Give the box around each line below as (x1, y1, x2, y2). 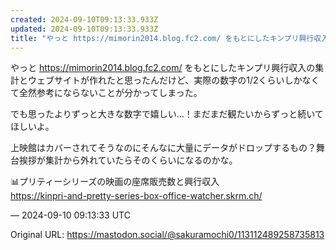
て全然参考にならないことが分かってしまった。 (10, 87, 203, 99)
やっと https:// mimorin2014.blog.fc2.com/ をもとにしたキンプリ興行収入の (10, 62, 316, 74)
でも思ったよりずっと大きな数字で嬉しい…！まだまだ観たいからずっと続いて (10, 108, 324, 120)
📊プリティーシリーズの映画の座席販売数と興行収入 (10, 176, 220, 188)
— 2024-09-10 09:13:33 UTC (10, 209, 131, 221)
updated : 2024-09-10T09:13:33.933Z (10, 24, 159, 34)
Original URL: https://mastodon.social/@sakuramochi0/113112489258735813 (10, 229, 325, 241)
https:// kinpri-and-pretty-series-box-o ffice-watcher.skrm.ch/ (10, 190, 263, 202)
